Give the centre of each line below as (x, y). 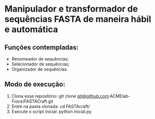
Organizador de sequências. (40, 69)
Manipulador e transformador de (71, 9)
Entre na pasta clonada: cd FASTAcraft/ (51, 106)
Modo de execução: (35, 84)
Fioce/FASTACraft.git (32, 101)
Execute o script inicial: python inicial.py (51, 111)
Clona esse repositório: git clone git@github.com (60, 96)
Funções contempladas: (42, 47)
